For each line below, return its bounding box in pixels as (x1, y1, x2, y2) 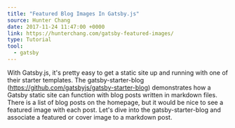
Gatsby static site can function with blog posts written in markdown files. (7, 90, 217, 99)
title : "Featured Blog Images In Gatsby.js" (7, 10, 140, 17)
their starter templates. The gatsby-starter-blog (7, 76, 145, 84)
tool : (7, 43, 23, 50)
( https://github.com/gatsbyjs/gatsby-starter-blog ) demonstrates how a (7, 83, 212, 92)
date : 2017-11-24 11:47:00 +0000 (7, 23, 105, 30)
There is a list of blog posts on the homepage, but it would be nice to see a (7, 98, 224, 106)
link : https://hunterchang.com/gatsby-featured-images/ (7, 29, 174, 37)
